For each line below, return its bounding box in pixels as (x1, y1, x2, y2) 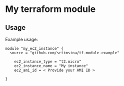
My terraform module (5, 3, 96, 15)
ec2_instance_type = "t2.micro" (14, 59, 81, 64)
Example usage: (5, 36, 38, 42)
